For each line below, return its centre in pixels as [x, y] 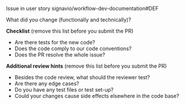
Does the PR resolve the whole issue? [60, 55]
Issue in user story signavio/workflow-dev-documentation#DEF [82, 8]
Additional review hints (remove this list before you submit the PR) [87, 66]
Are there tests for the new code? [55, 42]
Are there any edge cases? [47, 83]
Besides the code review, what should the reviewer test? [82, 77]
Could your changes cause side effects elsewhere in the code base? [97, 96]
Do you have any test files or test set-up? [64, 90]
